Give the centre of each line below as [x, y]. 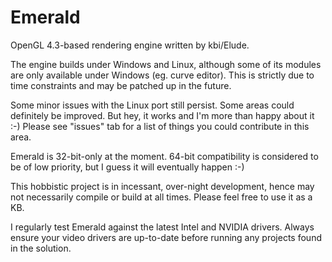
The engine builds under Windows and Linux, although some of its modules [166, 64]
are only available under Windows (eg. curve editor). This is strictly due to [162, 75]
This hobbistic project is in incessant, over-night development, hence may [162, 186]
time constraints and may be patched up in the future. [121, 85]
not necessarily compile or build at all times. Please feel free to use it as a [161, 197]
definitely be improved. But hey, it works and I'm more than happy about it [162, 115]
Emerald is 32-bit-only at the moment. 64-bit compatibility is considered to [164, 156]
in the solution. [41, 248]
